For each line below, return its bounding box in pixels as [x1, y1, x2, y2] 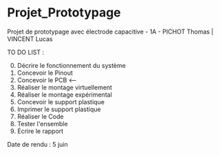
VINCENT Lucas [7, 34, 53, 43]
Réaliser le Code [16, 112, 64, 121]
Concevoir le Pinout [16, 69, 74, 77]
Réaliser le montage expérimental [16, 91, 112, 99]
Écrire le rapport [16, 127, 64, 135]
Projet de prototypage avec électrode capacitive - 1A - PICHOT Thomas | [7, 27, 214, 36]
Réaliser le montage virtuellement [16, 83, 112, 91]
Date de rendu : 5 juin [7, 140, 68, 148]
